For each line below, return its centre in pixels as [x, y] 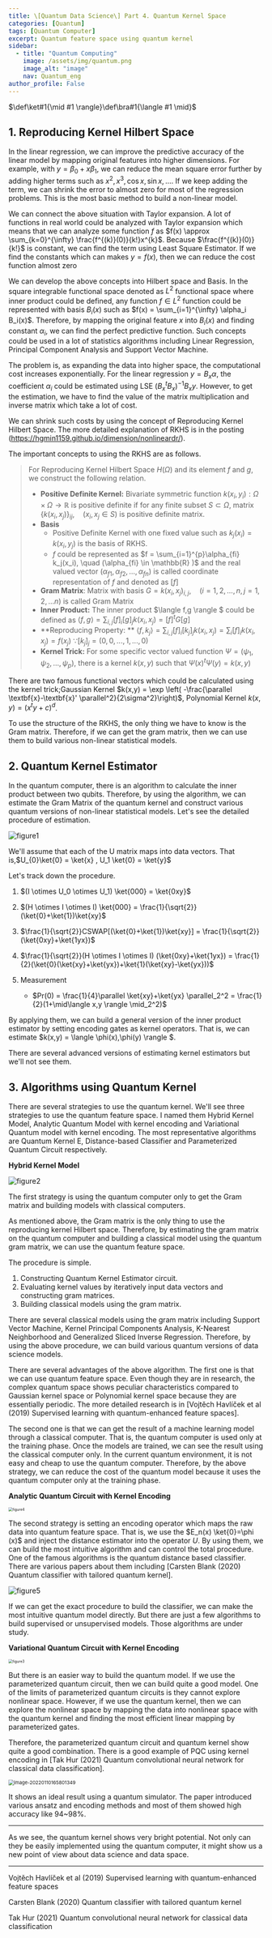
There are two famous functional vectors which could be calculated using [131, 681]
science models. [36, 1355]
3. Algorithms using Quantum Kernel [102, 1087]
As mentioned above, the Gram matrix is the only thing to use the [117, 1221]
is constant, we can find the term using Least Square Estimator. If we [142, 248]
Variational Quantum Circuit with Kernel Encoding [94, 1648]
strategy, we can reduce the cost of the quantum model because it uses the [135, 1472]
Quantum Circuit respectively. [58, 1150]
